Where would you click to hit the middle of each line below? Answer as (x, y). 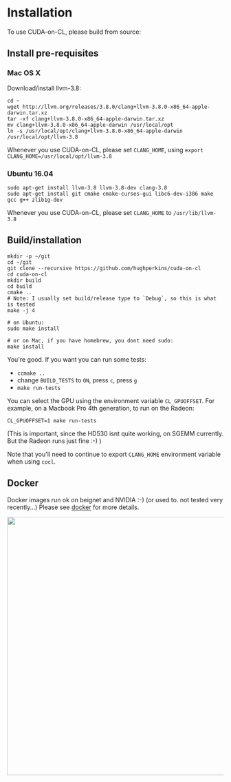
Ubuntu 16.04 (30, 174)
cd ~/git (20, 262)
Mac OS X (24, 73)
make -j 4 (21, 310)
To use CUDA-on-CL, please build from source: (74, 32)
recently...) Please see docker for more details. (73, 507)
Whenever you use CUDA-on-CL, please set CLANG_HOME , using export (106, 150)
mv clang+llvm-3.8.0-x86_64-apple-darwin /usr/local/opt (90, 125)
